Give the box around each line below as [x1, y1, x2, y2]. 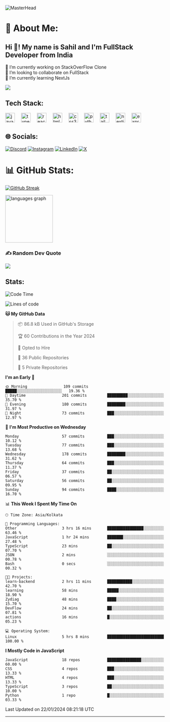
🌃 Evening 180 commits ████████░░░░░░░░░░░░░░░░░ [5, 401, 164, 407]
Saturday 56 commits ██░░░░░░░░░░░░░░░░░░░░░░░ [5, 478, 164, 483]
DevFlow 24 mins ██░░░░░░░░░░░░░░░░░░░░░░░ [5, 605, 164, 611]
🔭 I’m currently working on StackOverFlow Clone [5, 64, 107, 70]
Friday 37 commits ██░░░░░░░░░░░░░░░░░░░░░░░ [5, 469, 164, 474]
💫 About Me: [5, 23, 59, 34]
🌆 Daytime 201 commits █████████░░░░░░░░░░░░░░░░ [5, 393, 164, 398]
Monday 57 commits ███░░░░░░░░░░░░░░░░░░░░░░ [5, 434, 164, 439]
